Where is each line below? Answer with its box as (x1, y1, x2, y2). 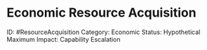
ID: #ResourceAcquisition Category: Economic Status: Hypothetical (6, 28, 201, 36)
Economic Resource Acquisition (6, 5, 197, 21)
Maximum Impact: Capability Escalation (6, 35, 121, 43)
